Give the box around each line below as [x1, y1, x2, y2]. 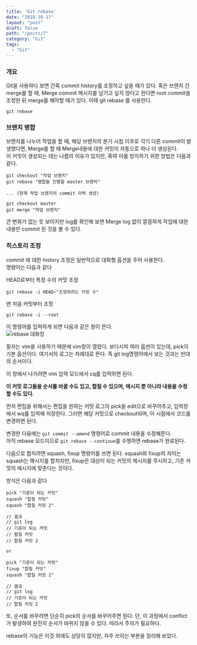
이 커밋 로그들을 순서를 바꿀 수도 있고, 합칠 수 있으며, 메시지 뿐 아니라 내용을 [6, 383, 177, 390]
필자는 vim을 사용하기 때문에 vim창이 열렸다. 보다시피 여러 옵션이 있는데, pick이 [6, 343, 189, 350]
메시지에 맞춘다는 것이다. [16, 464, 74, 472]
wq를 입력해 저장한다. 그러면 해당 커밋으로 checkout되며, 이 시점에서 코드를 [16, 410, 191, 417]
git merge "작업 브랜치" [6, 207, 61, 213]
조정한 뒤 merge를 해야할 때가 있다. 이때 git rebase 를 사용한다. [6, 97, 152, 104]
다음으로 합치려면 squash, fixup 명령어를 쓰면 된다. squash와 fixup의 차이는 [6, 449, 181, 457]
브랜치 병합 [6, 123, 36, 131]
